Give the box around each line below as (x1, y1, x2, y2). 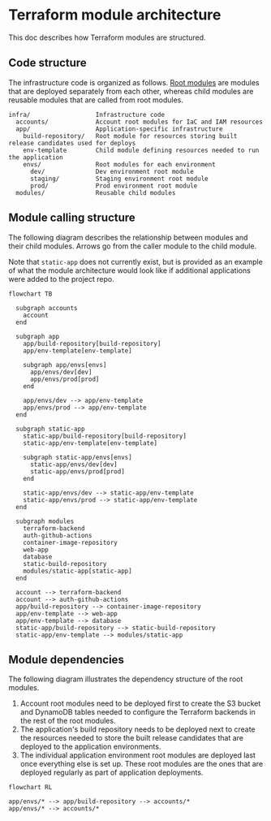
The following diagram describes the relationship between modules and (8, 232, 248, 242)
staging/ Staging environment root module (29, 175, 209, 183)
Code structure (8, 56, 87, 70)
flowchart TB (8, 290, 53, 298)
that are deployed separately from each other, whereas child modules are (8, 86, 254, 96)
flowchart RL (8, 784, 53, 792)
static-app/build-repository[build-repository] (23, 432, 187, 440)
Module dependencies (8, 652, 124, 667)
